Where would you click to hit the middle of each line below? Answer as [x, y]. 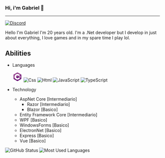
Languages [24, 65]
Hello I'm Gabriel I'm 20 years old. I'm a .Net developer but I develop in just [81, 33]
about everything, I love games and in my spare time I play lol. [68, 38]
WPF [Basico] [33, 120]
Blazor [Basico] [42, 109]
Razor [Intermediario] [48, 105]
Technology [24, 90]
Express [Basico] [37, 136]
